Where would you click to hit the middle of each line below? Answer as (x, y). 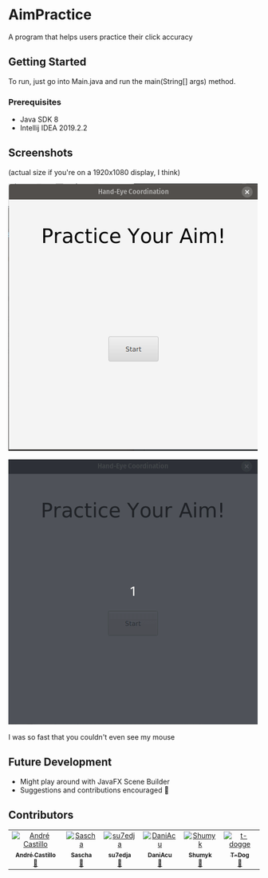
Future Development (60, 762)
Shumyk (200, 856)
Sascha (81, 856)
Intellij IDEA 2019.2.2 (53, 128)
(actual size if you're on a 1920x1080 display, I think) (95, 172)
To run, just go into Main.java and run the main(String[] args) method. (122, 81)
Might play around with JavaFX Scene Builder (95, 781)
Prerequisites (35, 102)
